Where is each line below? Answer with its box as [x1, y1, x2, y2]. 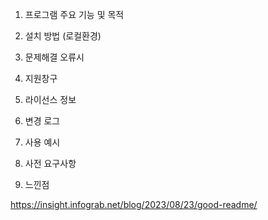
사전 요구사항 [24, 158, 77, 169]
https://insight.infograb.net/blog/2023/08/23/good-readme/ [10, 199, 258, 210]
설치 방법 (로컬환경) [24, 30, 102, 42]
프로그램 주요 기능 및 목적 [24, 9, 125, 20]
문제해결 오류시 [24, 51, 85, 63]
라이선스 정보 [24, 94, 77, 105]
